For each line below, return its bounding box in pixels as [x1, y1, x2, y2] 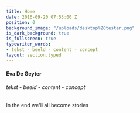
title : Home [6, 8, 35, 15]
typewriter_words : [6, 42, 51, 47]
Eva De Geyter [6, 70, 42, 77]
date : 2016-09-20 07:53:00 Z [6, 14, 77, 20]
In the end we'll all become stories [6, 102, 89, 109]
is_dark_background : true [6, 30, 69, 36]
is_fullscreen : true [6, 36, 57, 42]
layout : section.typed [6, 52, 62, 58]
